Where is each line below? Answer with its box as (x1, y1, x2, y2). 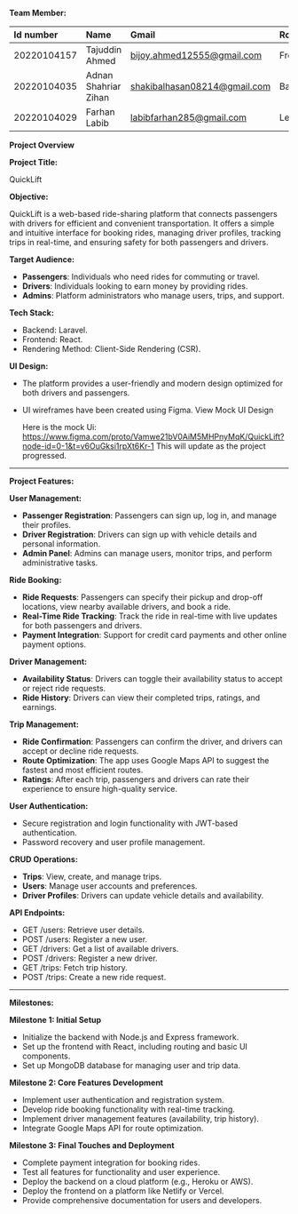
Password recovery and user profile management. (21, 837, 206, 847)
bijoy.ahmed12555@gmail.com (129, 49, 263, 61)
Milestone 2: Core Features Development (9, 1077, 164, 1088)
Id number (13, 28, 59, 41)
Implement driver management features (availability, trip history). (21, 1114, 260, 1123)
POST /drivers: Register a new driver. (21, 953, 158, 963)
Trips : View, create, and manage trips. (21, 871, 162, 882)
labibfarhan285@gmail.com (129, 111, 247, 124)
